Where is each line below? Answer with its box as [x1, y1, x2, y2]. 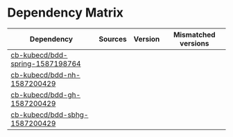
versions [180, 38, 209, 48]
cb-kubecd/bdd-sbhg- [10, 109, 89, 119]
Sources [98, 34, 127, 44]
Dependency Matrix [7, 5, 123, 21]
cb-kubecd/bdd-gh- [10, 90, 81, 100]
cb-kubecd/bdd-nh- [10, 70, 81, 80]
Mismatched [173, 30, 216, 39]
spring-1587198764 [10, 59, 81, 68]
